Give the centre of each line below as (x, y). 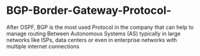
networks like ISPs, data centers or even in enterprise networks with (92, 40)
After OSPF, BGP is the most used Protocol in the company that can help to (100, 27)
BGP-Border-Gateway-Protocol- (89, 11)
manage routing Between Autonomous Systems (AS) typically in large (94, 33)
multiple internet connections (43, 46)
